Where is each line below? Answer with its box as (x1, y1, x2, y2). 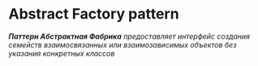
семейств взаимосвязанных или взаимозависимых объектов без (8, 39, 237, 49)
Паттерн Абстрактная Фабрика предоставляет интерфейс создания (8, 31, 250, 41)
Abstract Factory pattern (8, 5, 180, 23)
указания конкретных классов (8, 48, 115, 58)
